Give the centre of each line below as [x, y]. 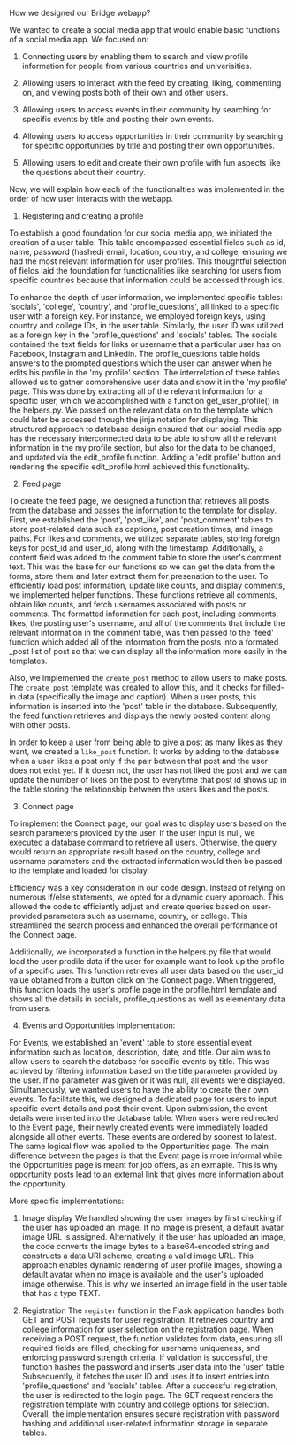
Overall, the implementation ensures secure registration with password [151, 1414]
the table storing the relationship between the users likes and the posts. [140, 789]
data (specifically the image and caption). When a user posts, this [137, 697]
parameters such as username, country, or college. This [145, 916]
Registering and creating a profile [83, 216]
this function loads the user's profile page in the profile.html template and [143, 989]
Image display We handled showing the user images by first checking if [152, 1218]
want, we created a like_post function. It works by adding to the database [144, 751]
